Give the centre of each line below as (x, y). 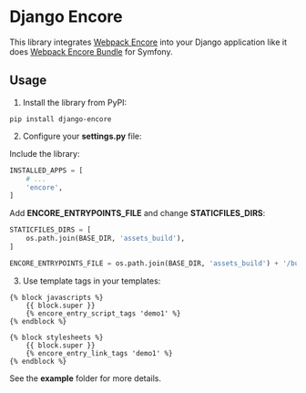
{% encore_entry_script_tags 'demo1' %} (103, 313)
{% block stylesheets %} (56, 337)
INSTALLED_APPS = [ (46, 171)
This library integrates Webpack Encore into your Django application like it (148, 42)
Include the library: (45, 153)
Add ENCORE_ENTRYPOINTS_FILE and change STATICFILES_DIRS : (138, 213)
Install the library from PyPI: (75, 102)
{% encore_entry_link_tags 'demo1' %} (99, 353)
